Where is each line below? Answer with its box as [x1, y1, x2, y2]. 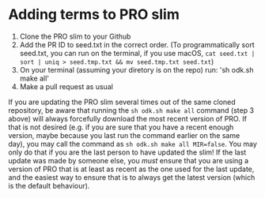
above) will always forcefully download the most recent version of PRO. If [8, 114, 248, 123]
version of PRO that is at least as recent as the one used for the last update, [8, 164, 255, 174]
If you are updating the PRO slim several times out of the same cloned [8, 97, 236, 106]
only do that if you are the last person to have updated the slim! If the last [8, 148, 247, 157]
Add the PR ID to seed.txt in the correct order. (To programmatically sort [19, 39, 255, 49]
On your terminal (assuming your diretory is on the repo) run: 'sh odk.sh [19, 65, 254, 74]
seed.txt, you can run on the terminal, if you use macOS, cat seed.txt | [19, 48, 256, 58]
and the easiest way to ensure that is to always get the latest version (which [8, 172, 256, 182]
